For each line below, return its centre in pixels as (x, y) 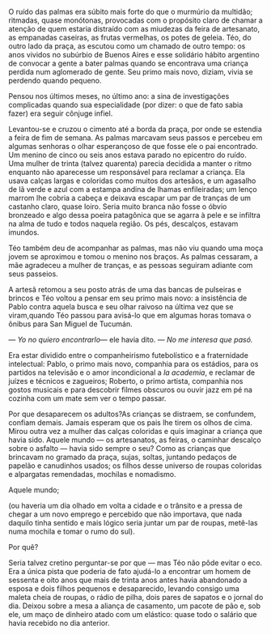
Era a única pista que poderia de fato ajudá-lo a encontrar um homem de (129, 571)
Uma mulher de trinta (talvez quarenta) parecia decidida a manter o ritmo (130, 164)
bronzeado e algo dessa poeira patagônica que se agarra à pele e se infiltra (135, 215)
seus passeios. (33, 274)
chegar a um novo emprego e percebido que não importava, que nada (125, 514)
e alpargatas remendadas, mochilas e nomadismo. (92, 474)
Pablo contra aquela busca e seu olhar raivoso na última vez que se (121, 306)
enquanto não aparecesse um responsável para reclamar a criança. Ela (127, 172)
